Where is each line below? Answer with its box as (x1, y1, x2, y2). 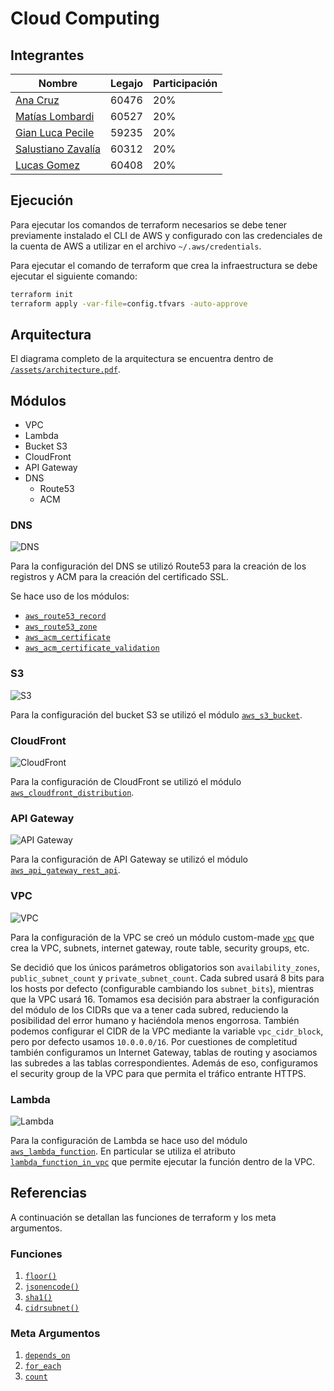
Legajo (109, 77, 144, 90)
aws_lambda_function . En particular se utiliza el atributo (10, 1145, 236, 1157)
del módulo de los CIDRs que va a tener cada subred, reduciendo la (10, 1003, 289, 1016)
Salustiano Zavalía (15, 142, 101, 156)
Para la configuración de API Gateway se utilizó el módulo (10, 853, 248, 866)
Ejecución (10, 192, 74, 209)
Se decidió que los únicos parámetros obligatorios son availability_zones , (10, 961, 321, 973)
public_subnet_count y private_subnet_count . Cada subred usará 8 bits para (10, 972, 325, 984)
